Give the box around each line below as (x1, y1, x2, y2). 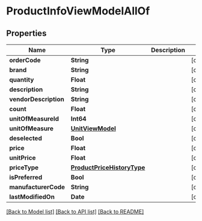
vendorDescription (9, 95, 64, 103)
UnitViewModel (70, 124, 116, 133)
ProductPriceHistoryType (70, 163, 145, 172)
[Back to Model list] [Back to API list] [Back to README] (6, 208, 144, 215)
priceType (9, 163, 39, 172)
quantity (9, 76, 34, 83)
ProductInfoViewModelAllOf (6, 4, 150, 18)
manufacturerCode (9, 183, 65, 191)
